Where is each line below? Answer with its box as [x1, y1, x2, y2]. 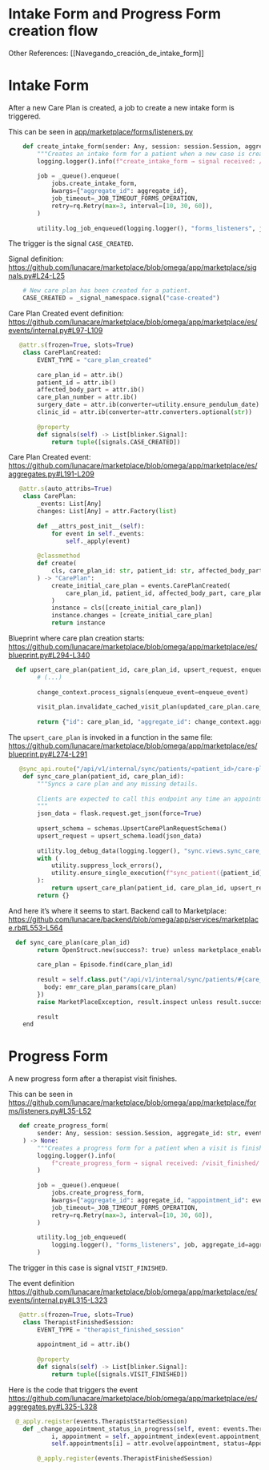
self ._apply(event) [65, 537, 130, 545]
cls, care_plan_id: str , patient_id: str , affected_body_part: [50, 567, 267, 575]
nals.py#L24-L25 [8, 271, 66, 281]
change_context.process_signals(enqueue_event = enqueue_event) [37, 688, 249, 697]
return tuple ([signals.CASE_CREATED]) [50, 438, 181, 446]
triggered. [8, 111, 42, 121]
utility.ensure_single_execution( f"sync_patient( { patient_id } [50, 870, 263, 878]
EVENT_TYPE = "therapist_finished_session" [37, 1326, 184, 1334]
